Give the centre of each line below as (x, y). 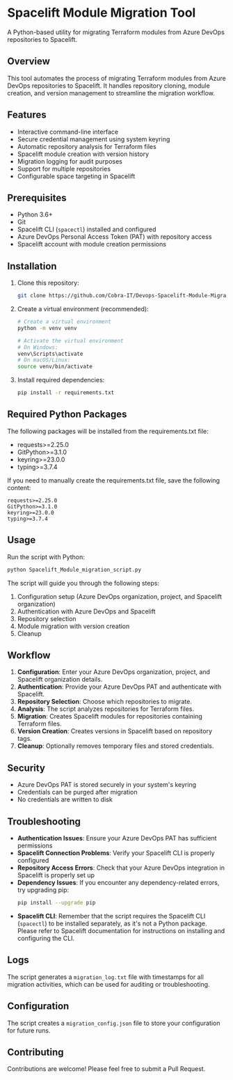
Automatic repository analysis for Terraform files (87, 146)
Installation (32, 266)
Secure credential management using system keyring (94, 139)
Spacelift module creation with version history (83, 154)
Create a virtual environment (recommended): (83, 309)
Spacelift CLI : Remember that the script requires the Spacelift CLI (111, 916)
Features (27, 115)
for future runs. (29, 1030)
